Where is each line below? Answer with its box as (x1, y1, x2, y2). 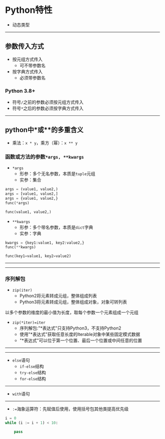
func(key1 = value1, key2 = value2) (5, 254, 71, 259)
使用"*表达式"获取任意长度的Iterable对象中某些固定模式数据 (19, 331, 140, 337)
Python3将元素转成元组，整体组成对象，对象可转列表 (19, 299, 127, 305)
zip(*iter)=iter (12, 320, 46, 326)
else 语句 (12, 357, 30, 363)
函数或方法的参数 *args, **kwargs (5, 153, 84, 160)
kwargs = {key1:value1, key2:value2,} (5, 240, 84, 245)
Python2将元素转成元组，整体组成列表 (19, 293, 97, 299)
